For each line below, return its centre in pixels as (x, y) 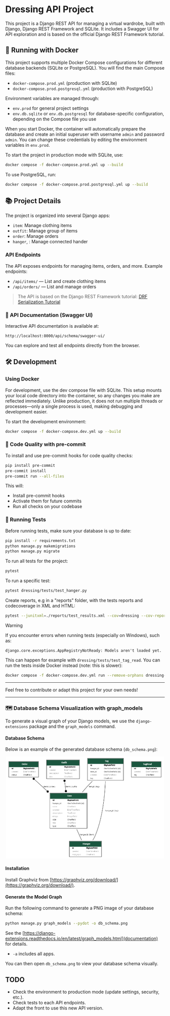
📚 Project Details (33, 201)
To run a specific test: (28, 581)
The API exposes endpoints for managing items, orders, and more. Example (84, 266)
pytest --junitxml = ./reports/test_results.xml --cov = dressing (72, 616)
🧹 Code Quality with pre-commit (46, 444)
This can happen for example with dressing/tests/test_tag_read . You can (83, 660)
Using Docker (22, 379)
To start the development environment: (46, 421)
